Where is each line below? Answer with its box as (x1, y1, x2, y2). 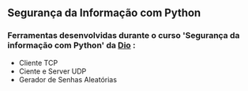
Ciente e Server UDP (18, 66, 87, 76)
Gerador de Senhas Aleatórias (18, 74, 118, 84)
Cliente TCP (18, 58, 58, 67)
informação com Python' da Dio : (7, 40, 136, 51)
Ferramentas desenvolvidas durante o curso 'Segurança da (7, 30, 240, 41)
